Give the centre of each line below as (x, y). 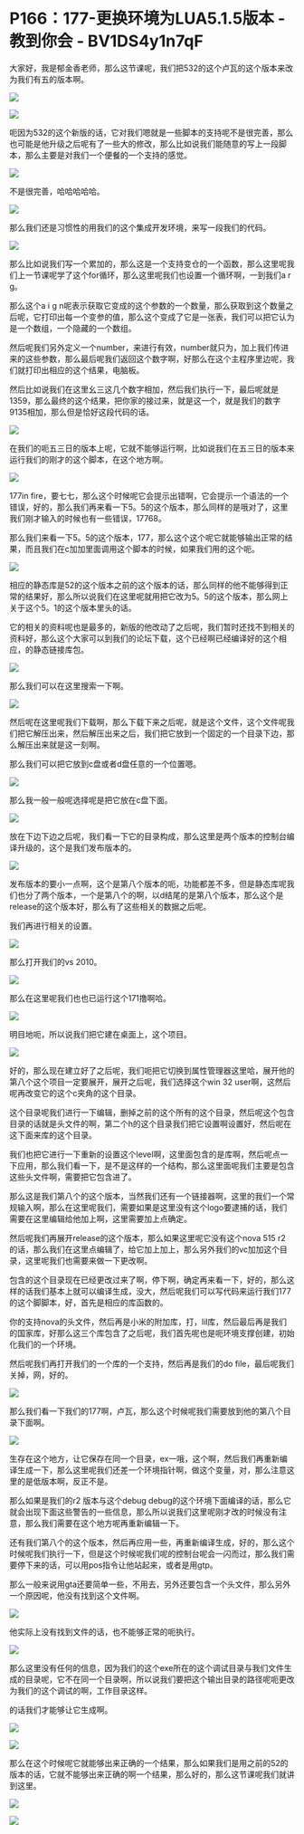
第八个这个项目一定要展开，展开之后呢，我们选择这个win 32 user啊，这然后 (150, 1082)
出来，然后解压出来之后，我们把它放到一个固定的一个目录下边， (167, 733)
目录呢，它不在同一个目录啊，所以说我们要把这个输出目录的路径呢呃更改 (160, 1679)
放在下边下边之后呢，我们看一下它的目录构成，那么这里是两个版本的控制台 (148, 836)
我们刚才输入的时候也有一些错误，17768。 (88, 518)
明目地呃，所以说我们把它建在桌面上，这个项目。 (100, 1034)
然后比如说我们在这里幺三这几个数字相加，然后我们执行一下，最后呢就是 (144, 389)
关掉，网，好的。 (41, 1375)
